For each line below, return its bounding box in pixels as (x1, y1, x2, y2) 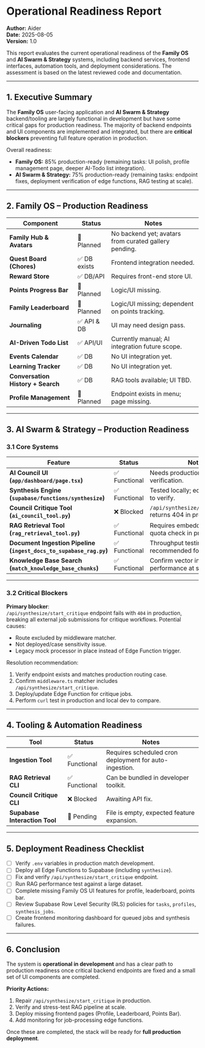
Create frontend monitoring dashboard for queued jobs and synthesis (15, 914, 190, 921)
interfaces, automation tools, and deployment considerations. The (6, 62, 172, 70)
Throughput (149, 539, 184, 547)
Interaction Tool (9, 816, 57, 825)
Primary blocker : (6, 602, 50, 610)
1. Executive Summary (6, 92, 93, 103)
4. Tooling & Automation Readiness (6, 720, 143, 730)
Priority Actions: (6, 985, 49, 992)
